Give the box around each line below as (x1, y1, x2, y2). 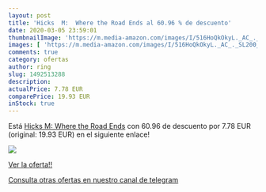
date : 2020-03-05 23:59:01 (8, 26, 97, 34)
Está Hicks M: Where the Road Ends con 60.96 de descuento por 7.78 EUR (8, 122, 251, 131)
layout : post (8, 11, 51, 20)
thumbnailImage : (8, 33, 62, 42)
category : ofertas (8, 56, 69, 64)
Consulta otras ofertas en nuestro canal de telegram (8, 175, 179, 185)
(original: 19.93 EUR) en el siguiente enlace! (8, 130, 150, 139)
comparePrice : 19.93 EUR (8, 92, 90, 100)
